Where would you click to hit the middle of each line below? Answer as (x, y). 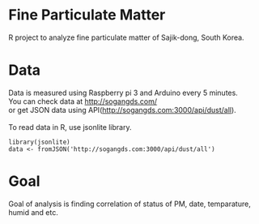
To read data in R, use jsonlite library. (70, 127)
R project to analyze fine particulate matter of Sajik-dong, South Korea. (126, 37)
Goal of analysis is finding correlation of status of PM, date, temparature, (129, 204)
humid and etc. (33, 212)
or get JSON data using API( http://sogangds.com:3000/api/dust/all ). (122, 110)
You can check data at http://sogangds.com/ (83, 101)
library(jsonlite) (39, 142)
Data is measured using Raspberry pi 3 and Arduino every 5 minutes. (123, 93)
